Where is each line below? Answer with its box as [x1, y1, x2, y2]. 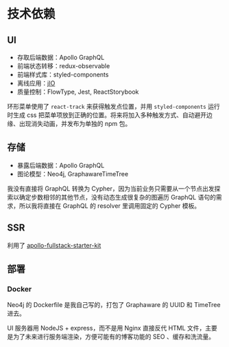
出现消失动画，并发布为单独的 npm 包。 [19, 120, 132, 127]
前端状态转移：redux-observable [16, 62, 110, 70]
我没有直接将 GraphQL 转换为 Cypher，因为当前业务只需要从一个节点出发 [7, 184, 215, 193]
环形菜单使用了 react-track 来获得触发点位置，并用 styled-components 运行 [7, 103, 221, 110]
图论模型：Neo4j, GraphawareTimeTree [16, 169, 129, 178]
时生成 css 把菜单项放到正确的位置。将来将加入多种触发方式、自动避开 [7, 111, 207, 119]
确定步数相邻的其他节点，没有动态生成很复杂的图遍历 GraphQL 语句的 [19, 193, 216, 201]
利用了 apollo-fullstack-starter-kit [7, 241, 101, 249]
